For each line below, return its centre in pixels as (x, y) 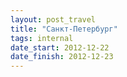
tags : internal (42, 38)
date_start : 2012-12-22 (60, 47)
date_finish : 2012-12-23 (62, 57)
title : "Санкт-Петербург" (64, 29)
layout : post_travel (53, 19)
